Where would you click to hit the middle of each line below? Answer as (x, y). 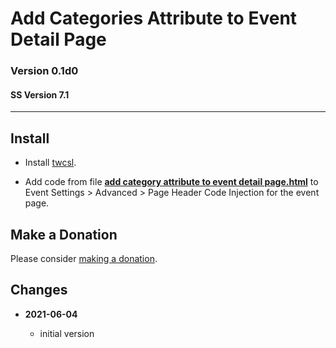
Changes (39, 290)
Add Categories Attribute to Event (154, 18)
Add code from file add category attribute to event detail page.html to (171, 182)
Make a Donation (64, 234)
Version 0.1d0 (44, 71)
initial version (67, 333)
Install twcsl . (50, 163)
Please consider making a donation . (84, 258)
